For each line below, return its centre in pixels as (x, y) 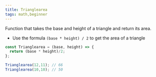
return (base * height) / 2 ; (37, 52)
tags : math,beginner (26, 14)
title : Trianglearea (26, 10)
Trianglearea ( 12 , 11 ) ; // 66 (34, 65)
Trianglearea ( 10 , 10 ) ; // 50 (34, 70)
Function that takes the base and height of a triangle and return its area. (78, 28)
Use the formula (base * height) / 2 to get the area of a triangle (78, 38)
